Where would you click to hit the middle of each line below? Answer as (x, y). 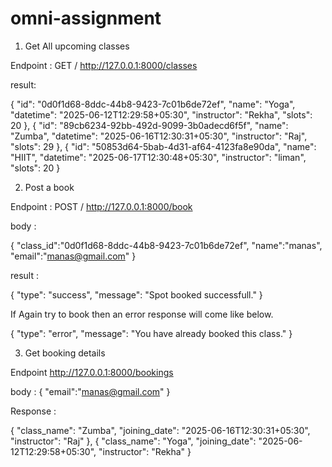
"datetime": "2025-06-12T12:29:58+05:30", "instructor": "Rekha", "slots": (161, 114)
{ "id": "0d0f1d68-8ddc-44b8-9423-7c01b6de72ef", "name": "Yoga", (153, 104)
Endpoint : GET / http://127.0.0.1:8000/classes (104, 65)
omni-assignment (86, 18)
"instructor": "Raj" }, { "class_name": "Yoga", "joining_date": (133, 441)
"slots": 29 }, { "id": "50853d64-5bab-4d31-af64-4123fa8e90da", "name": (163, 146)
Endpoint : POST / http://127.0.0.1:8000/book (101, 206)
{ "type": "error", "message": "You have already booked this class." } (151, 333)
